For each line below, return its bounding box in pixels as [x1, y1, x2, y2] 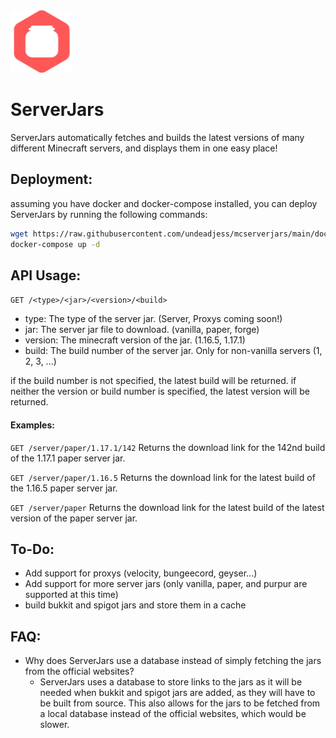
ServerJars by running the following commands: [10, 208, 208, 220]
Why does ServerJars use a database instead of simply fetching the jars [24, 655, 322, 667]
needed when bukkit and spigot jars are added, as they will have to [39, 687, 316, 699]
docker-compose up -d [10, 239, 101, 249]
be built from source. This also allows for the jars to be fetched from [39, 697, 321, 709]
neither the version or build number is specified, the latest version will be [10, 385, 310, 398]
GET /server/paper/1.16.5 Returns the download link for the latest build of [10, 471, 316, 483]
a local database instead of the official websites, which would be [39, 708, 307, 720]
